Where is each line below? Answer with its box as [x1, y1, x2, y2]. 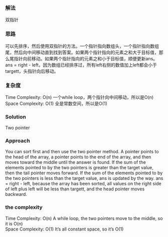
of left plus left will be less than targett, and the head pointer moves [5, 186, 145, 192]
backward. [5, 191, 28, 197]
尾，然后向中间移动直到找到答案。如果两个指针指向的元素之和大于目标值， [5, 49, 159, 55]
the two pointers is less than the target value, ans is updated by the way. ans [5, 175, 163, 181]
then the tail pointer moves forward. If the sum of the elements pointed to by [5, 170, 163, 176]
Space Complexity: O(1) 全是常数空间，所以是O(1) [5, 100, 108, 106]
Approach [5, 137, 30, 144]
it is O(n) [5, 220, 23, 226]
